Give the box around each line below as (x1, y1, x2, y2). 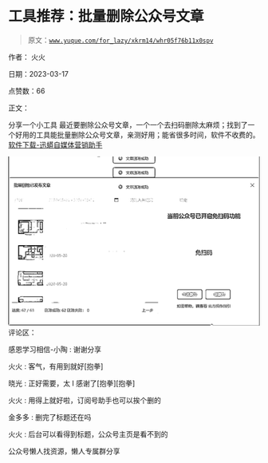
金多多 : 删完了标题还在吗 (8, 413, 92, 422)
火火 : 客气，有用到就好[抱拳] (8, 362, 104, 371)
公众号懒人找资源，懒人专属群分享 (8, 446, 120, 456)
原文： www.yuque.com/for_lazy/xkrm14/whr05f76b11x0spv (27, 35, 214, 45)
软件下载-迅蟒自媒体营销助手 (8, 140, 103, 149)
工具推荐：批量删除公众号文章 (8, 7, 205, 26)
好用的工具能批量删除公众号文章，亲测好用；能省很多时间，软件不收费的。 (14, 129, 260, 140)
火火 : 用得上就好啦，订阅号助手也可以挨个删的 (8, 396, 161, 406)
